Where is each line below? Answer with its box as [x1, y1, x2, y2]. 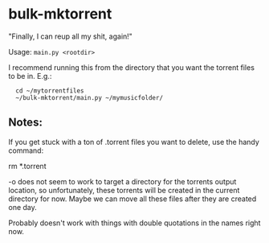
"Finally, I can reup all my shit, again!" [8, 31, 132, 41]
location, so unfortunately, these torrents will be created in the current [8, 185, 240, 195]
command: [8, 146, 44, 155]
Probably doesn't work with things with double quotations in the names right [8, 218, 261, 228]
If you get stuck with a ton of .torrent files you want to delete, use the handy [8, 137, 259, 146]
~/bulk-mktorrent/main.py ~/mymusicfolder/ [15, 93, 163, 101]
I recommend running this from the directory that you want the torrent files [8, 62, 255, 72]
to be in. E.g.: [8, 71, 52, 80]
